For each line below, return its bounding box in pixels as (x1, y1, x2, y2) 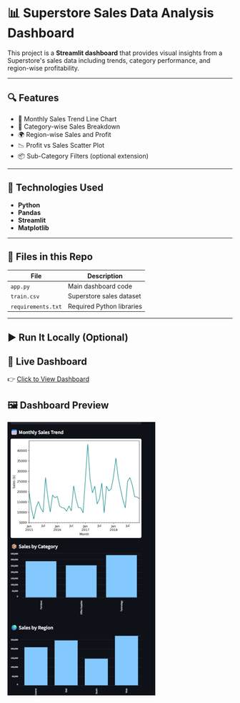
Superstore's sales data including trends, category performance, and (7, 56, 211, 64)
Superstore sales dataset (67, 292, 141, 300)
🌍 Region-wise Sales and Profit (17, 130, 112, 138)
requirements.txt (10, 303, 62, 310)
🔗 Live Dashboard (7, 355, 87, 368)
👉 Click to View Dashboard (7, 375, 89, 383)
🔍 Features (7, 92, 59, 104)
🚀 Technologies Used (7, 182, 104, 194)
